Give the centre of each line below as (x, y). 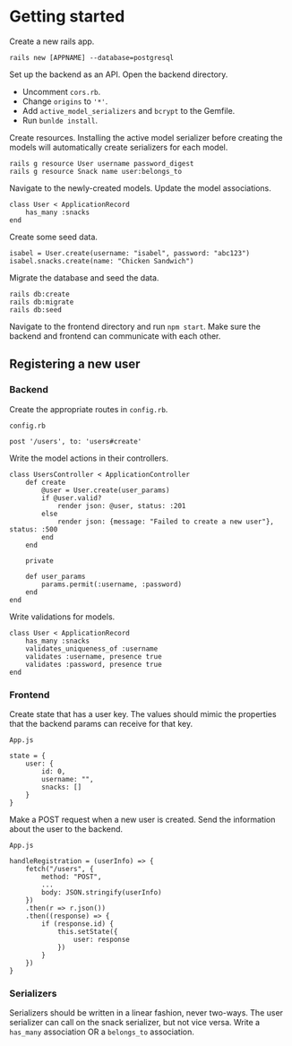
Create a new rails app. (52, 41)
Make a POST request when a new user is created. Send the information (142, 819)
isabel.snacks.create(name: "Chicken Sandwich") (102, 261)
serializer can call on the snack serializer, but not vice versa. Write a (135, 1023)
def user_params (56, 576)
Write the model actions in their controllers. (89, 458)
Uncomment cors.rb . (61, 91)
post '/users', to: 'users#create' (76, 441)
